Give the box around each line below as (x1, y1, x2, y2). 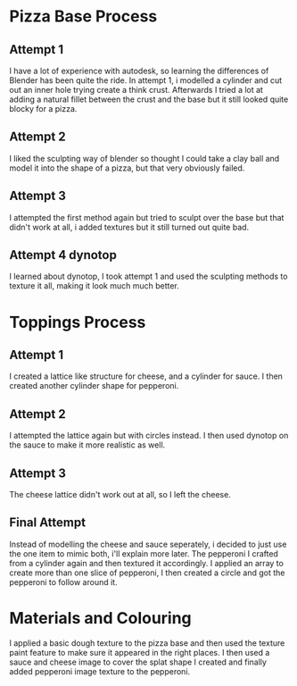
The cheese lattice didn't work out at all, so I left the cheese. (9, 489, 232, 500)
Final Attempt (9, 515, 87, 531)
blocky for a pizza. (9, 104, 78, 113)
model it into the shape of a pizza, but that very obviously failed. (9, 163, 245, 173)
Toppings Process (9, 312, 146, 332)
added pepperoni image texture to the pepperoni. (9, 665, 191, 676)
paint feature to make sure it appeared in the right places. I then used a (9, 647, 270, 657)
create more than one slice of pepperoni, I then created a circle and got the (9, 567, 285, 578)
